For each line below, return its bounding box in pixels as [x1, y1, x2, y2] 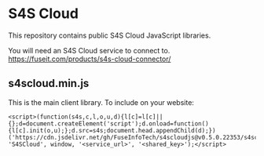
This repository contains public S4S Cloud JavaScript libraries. [8, 31, 211, 40]
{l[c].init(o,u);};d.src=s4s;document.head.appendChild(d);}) [8, 126, 216, 134]
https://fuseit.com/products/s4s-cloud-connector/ [8, 54, 171, 63]
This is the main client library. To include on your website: [8, 97, 195, 107]
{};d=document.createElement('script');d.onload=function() [8, 119, 210, 128]
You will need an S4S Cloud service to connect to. [8, 45, 170, 55]
